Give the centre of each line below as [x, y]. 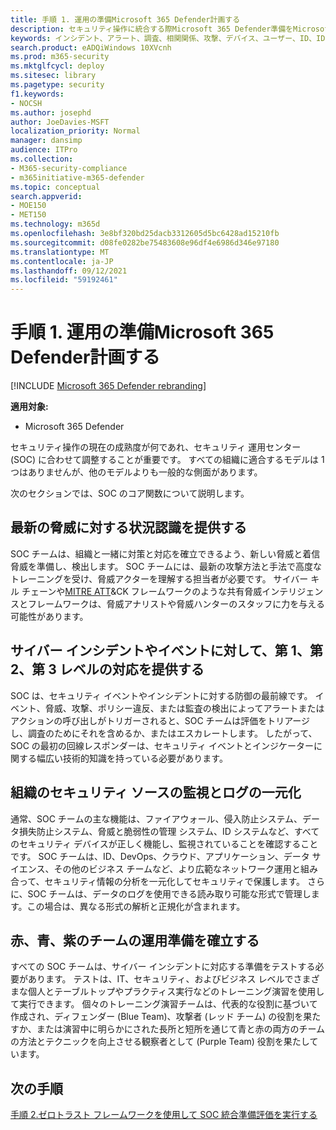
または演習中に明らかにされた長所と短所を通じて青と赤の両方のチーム [181, 1029]
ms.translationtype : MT [60, 252]
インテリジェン [292, 591]
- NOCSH [26, 103]
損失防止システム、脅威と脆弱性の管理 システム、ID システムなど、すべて [169, 831]
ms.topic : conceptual [55, 187]
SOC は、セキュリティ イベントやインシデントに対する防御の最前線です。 [161, 695]
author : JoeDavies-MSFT [60, 122]
